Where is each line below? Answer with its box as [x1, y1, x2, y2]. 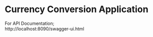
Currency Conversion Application [5, 4, 148, 15]
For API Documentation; [5, 20, 55, 26]
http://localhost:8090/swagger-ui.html [5, 25, 84, 31]
